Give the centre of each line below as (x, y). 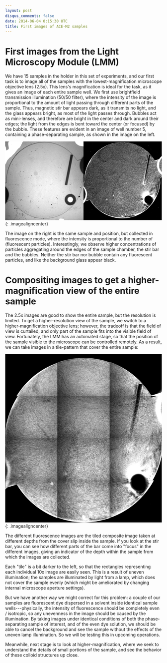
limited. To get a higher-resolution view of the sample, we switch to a (76, 321)
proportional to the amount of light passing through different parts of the (79, 103)
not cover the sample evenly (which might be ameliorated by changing (77, 583)
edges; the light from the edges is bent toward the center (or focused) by (80, 124)
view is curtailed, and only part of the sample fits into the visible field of (78, 331)
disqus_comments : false (30, 16)
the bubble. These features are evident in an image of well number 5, (76, 129)
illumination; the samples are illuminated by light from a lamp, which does (80, 577)
